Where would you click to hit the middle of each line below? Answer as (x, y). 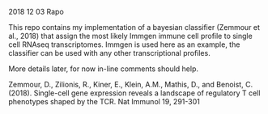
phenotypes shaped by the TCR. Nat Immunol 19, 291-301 (104, 101)
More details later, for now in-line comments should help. (103, 69)
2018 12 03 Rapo (36, 12)
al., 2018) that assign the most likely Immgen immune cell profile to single (130, 36)
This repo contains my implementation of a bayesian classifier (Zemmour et (134, 27)
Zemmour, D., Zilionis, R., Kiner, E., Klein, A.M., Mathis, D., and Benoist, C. (131, 84)
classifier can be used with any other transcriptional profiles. (109, 53)
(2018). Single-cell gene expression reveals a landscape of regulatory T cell (134, 93)
